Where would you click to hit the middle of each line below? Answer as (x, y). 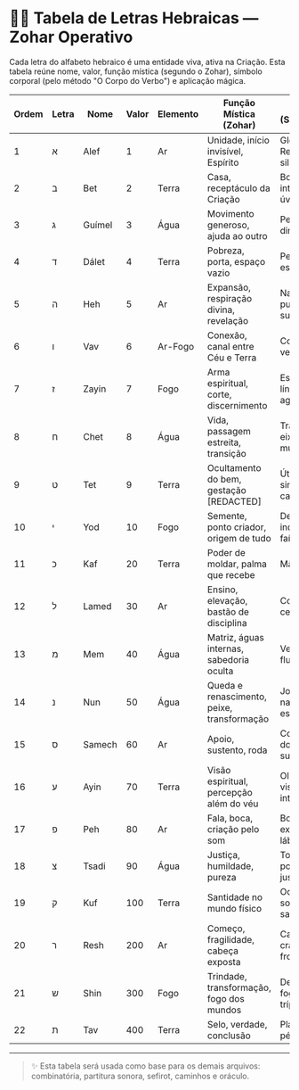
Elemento (178, 113)
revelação (228, 320)
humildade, (230, 866)
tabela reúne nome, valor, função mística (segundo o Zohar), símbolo (136, 71)
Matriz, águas (236, 637)
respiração (230, 298)
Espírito (223, 162)
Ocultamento (234, 467)
